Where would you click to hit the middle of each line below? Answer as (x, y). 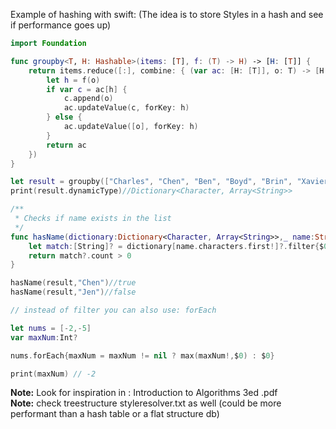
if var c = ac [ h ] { (87, 89)
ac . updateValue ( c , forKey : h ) (126, 108)
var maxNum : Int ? (44, 337)
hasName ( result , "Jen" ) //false (73, 292)
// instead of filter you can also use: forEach (113, 310)
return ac (66, 145)
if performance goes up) (61, 25)
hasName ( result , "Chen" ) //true (73, 283)
